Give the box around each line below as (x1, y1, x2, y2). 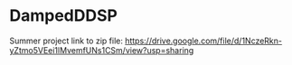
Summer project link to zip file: (9, 35, 124, 46)
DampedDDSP (9, 5, 118, 26)
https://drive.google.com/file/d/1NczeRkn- (125, 35, 283, 46)
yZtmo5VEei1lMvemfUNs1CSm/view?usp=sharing (9, 44, 194, 55)
